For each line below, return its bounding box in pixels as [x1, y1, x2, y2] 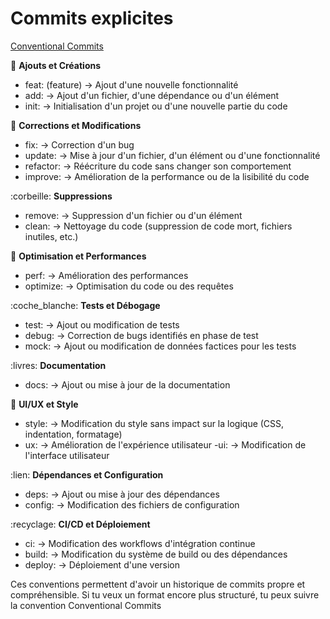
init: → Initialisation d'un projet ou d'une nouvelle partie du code [24, 100, 288, 112]
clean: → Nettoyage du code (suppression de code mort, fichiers [24, 220, 293, 232]
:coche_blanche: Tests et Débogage [10, 299, 161, 311]
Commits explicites [10, 7, 174, 30]
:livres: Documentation [10, 359, 107, 371]
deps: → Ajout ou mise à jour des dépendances [24, 488, 220, 500]
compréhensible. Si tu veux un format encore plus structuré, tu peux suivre [10, 588, 320, 601]
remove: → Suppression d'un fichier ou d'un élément [24, 209, 243, 221]
